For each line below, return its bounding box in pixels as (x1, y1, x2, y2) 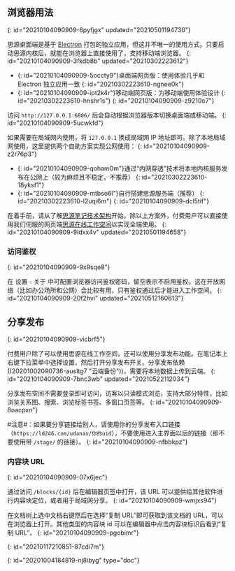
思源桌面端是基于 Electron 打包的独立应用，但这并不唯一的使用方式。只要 (7, 40, 219, 48)
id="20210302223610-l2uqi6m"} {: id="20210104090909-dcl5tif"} (17, 196, 210, 205)
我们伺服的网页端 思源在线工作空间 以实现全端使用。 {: (13, 219, 166, 229)
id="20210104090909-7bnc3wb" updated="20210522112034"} (7, 375, 190, 383)
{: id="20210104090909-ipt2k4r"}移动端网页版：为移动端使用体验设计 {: (17, 88, 226, 96)
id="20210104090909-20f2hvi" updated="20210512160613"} (7, 294, 184, 303)
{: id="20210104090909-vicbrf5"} (7, 335, 106, 343)
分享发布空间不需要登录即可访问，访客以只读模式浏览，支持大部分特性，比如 (7, 389, 228, 397)
